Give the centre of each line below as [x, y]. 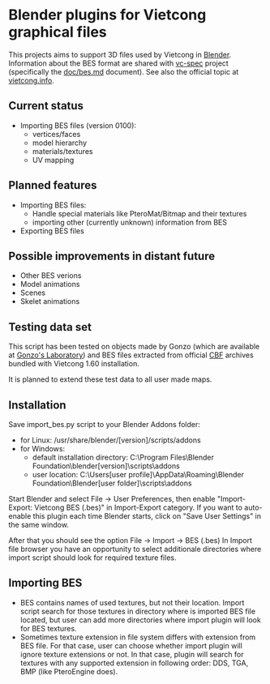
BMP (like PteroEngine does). [69, 671]
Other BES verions [51, 276]
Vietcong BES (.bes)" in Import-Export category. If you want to [139, 507]
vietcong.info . [32, 80]
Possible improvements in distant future [112, 256]
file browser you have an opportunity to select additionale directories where [135, 549]
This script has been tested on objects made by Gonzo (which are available [134, 347]
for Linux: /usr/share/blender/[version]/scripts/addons [110, 440]
